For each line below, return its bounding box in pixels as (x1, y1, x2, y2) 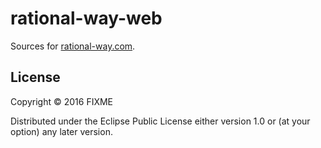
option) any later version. (10, 125, 113, 137)
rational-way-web (10, 7, 163, 30)
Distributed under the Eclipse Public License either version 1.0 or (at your (10, 115, 311, 127)
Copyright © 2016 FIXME (10, 95, 114, 107)
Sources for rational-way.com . (10, 40, 136, 52)
